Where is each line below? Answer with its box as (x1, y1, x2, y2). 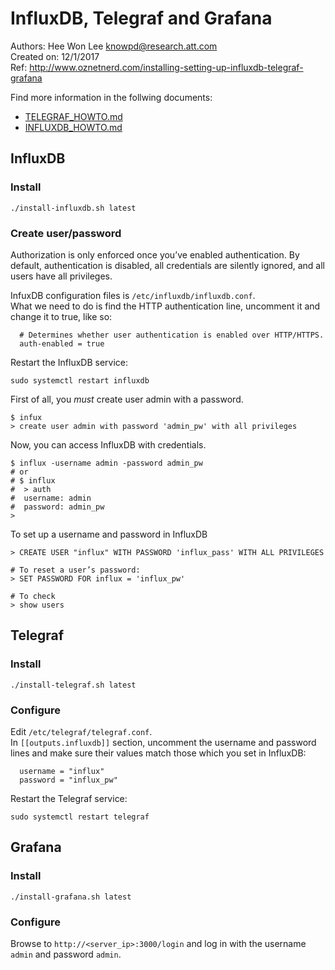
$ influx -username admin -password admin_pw (10, 458, 203, 468)
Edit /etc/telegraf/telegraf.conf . (10, 725, 153, 737)
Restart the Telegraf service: (10, 792, 128, 804)
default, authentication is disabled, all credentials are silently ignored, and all (10, 259, 326, 271)
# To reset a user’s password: (10, 565, 141, 575)
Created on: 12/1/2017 (10, 50, 100, 62)
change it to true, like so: (10, 310, 113, 322)
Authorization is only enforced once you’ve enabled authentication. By (10, 248, 300, 261)
